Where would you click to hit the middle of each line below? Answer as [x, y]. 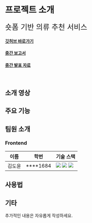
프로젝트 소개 [30, 10]
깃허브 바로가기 [19, 41]
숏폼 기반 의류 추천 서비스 [46, 27]
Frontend [16, 143]
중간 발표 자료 [18, 65]
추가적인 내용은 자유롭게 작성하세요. [39, 215]
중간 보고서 [15, 53]
